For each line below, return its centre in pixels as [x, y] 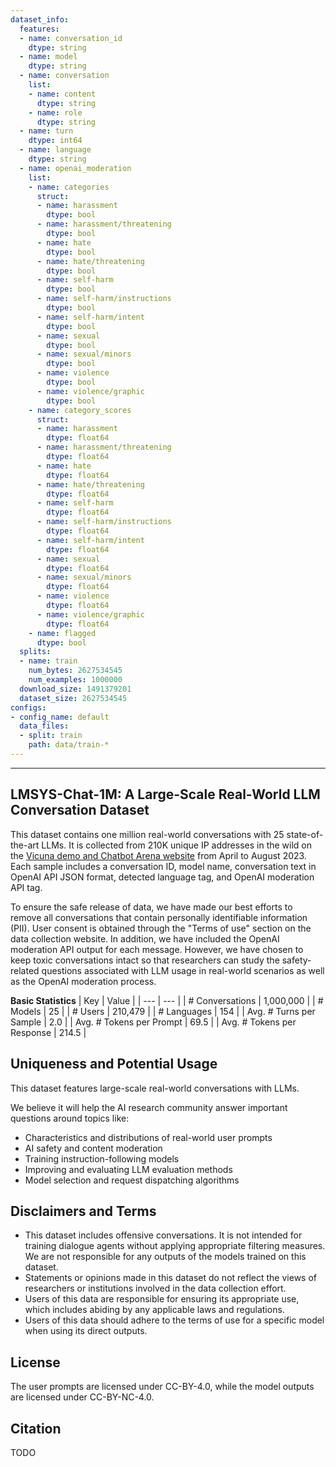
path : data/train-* [69, 745]
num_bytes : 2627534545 [75, 671]
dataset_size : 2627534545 [73, 698]
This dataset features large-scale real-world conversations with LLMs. [155, 1088]
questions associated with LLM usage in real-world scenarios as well [183, 970]
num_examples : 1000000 [75, 680]
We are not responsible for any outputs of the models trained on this [165, 1257]
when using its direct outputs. [86, 1331]
